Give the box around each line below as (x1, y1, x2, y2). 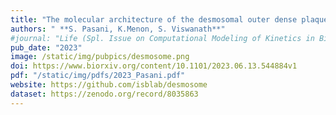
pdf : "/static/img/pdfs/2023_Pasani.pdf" (10, 71, 186, 81)
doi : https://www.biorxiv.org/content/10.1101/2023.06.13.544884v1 (10, 61, 298, 71)
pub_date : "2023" (10, 42, 83, 53)
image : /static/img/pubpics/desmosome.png (10, 52, 190, 62)
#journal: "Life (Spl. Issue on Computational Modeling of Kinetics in (10, 33, 315, 43)
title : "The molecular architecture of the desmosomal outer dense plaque (10, 14, 329, 25)
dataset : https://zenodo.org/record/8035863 (10, 89, 199, 99)
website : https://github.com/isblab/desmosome (10, 80, 208, 90)
